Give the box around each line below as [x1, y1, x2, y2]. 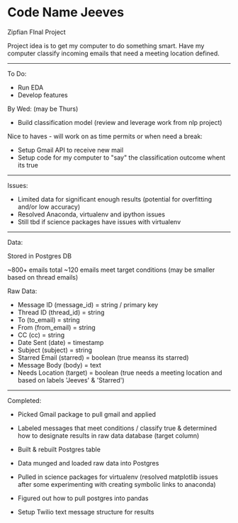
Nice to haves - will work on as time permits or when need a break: [7, 132, 203, 141]
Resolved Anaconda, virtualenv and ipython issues [17, 210, 165, 219]
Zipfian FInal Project [7, 28, 66, 36]
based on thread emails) [7, 272, 79, 281]
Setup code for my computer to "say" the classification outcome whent [17, 153, 225, 162]
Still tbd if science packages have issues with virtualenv [17, 217, 181, 226]
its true [17, 160, 39, 169]
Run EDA [17, 83, 44, 92]
